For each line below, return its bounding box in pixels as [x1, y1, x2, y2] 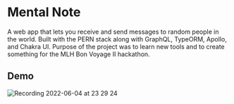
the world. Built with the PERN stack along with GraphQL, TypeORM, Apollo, [7, 34, 227, 43]
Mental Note [7, 4, 81, 20]
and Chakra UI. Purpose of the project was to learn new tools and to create [7, 42, 226, 51]
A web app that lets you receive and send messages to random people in [7, 27, 219, 36]
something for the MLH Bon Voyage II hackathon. [7, 50, 150, 58]
